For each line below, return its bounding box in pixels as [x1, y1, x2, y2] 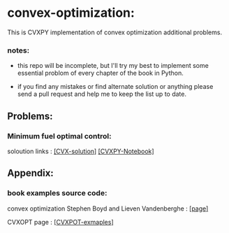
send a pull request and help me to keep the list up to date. [17, 90, 187, 99]
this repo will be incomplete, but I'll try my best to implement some [17, 62, 209, 70]
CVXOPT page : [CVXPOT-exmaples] [7, 218, 114, 226]
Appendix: [7, 167, 54, 179]
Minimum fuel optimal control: [7, 131, 112, 141]
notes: [7, 45, 30, 55]
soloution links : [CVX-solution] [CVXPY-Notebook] [7, 147, 155, 155]
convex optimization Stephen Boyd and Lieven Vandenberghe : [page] [7, 204, 209, 213]
